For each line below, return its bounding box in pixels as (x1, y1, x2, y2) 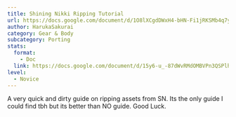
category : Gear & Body (7, 29, 74, 37)
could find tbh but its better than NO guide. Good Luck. (7, 102, 166, 111)
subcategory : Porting (7, 36, 71, 43)
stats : (7, 43, 27, 50)
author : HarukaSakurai (7, 23, 74, 30)
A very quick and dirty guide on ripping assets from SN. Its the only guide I (7, 95, 223, 103)
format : (13, 50, 37, 57)
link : (13, 62, 30, 69)
